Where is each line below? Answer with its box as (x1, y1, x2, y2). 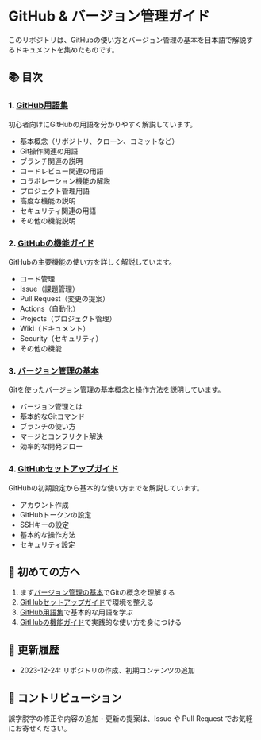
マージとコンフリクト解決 (19, 432, 104, 441)
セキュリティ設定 (19, 540, 75, 549)
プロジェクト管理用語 (19, 186, 90, 196)
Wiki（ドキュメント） (19, 324, 90, 333)
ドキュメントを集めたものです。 (14, 45, 119, 54)
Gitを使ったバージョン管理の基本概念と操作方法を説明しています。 (8, 385, 225, 394)
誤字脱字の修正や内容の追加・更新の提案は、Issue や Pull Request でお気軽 (8, 713, 253, 723)
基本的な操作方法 (19, 529, 76, 539)
